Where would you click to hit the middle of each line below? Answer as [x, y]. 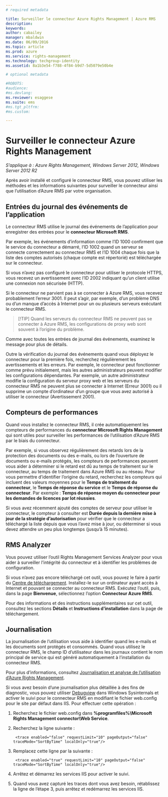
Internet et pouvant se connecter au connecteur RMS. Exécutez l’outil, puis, [83, 588]
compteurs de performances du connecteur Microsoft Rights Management [84, 430]
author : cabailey [24, 33]
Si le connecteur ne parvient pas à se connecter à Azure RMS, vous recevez [84, 293]
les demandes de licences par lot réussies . [51, 498]
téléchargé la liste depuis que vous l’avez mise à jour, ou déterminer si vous [83, 524]
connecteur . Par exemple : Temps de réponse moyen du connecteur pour [83, 493]
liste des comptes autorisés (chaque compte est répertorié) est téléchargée [83, 258]
